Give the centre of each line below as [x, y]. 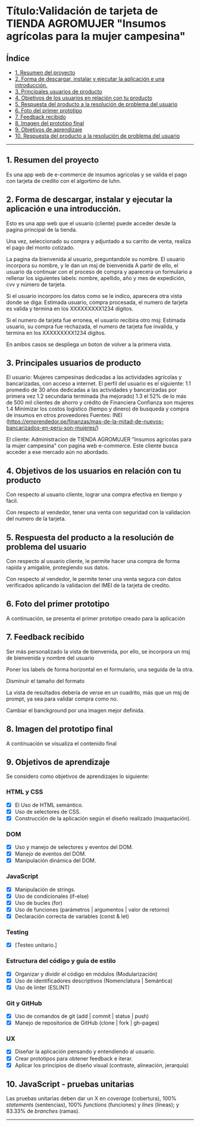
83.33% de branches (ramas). [43, 1111]
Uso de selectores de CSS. [48, 811]
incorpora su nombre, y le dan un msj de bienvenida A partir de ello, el [92, 265]
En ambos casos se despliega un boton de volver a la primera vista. [89, 344]
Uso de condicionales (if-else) [52, 896]
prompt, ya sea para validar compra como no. [62, 699]
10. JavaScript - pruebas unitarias [70, 1085]
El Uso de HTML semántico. [49, 805]
